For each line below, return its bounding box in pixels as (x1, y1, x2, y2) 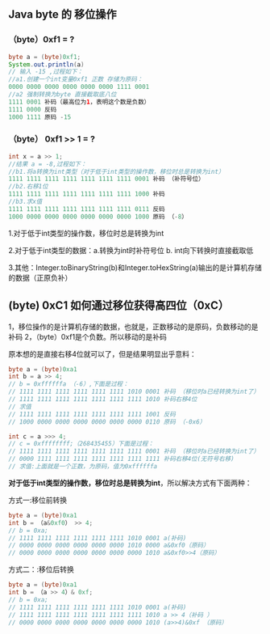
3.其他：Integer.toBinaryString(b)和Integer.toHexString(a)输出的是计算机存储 (8, 262, 262, 273)
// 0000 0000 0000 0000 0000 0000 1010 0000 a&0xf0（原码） (8, 541, 210, 550)
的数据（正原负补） (8, 273, 73, 282)
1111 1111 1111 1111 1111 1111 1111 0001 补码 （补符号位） (8, 175, 205, 184)
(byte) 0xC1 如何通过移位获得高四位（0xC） (8, 298, 230, 313)
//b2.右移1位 (8, 183, 48, 191)
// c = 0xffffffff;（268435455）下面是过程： (8, 440, 155, 448)
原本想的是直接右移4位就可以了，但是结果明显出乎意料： (8, 349, 197, 358)
